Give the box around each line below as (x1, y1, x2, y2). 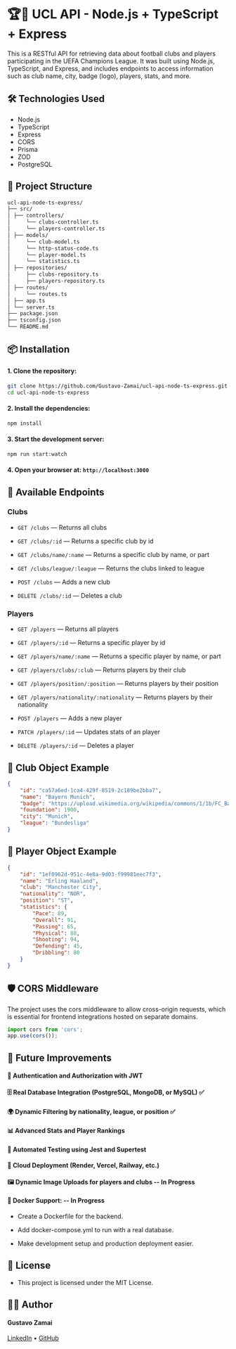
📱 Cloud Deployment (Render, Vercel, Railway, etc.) (7, 1161, 159, 1170)
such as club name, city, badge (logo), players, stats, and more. (7, 72, 192, 80)
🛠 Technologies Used (7, 93, 105, 105)
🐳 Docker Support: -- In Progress (7, 1196, 105, 1205)
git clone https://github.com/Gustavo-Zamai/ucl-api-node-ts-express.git (7, 382, 228, 390)
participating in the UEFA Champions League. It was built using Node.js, (7, 56, 216, 65)
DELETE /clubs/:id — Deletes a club (17, 591, 123, 599)
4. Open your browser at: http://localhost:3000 (7, 466, 150, 474)
